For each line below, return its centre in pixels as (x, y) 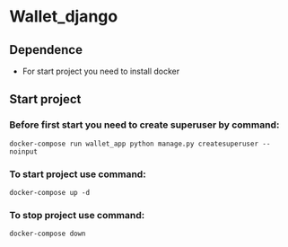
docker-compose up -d (50, 192)
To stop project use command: (77, 215)
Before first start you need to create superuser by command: (144, 125)
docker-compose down (48, 234)
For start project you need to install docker (101, 71)
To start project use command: (78, 174)
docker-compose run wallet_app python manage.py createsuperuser (134, 144)
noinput (24, 151)
